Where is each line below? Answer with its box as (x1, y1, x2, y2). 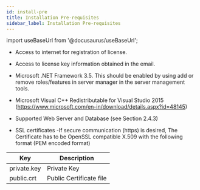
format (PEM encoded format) (15, 140, 91, 147)
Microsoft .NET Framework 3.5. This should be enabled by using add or (15, 72, 194, 80)
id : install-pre (6, 8, 47, 15)
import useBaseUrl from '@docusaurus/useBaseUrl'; (6, 37, 138, 44)
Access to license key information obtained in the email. (15, 60, 156, 67)
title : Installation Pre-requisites (6, 15, 99, 21)
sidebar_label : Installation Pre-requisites (6, 20, 121, 26)
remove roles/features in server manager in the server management (15, 78, 185, 86)
